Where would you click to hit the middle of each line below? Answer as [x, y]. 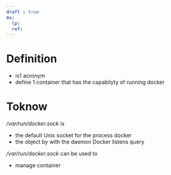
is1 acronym [30, 76]
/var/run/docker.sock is [35, 124]
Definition [32, 59]
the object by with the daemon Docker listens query [79, 142]
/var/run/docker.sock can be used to [52, 154]
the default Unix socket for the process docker [73, 136]
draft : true [23, 12]
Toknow [27, 107]
